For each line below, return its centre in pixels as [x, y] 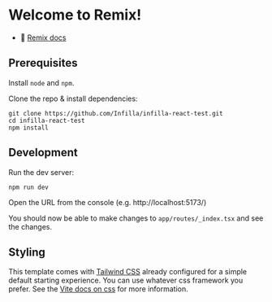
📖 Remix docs [43, 37]
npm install [28, 128]
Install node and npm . [41, 82]
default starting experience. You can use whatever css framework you [126, 280]
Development [43, 153]
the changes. [30, 226]
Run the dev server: [41, 172]
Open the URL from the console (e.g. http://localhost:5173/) [108, 202]
